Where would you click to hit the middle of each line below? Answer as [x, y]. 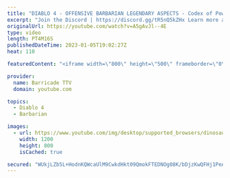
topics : [18, 101]
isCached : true [41, 152]
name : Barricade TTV [42, 83]
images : [18, 127]
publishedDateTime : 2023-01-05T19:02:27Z [67, 45]
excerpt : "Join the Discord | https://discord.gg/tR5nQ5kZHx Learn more [113, 20]
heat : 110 [21, 52]
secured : [20, 164]
